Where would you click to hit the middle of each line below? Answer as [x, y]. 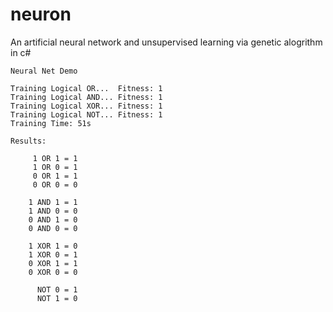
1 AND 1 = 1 [53, 202]
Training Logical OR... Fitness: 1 [86, 88]
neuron [41, 14]
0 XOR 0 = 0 [53, 272]
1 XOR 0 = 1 [53, 254]
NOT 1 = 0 [57, 298]
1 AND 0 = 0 [53, 211]
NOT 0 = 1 [57, 289]
